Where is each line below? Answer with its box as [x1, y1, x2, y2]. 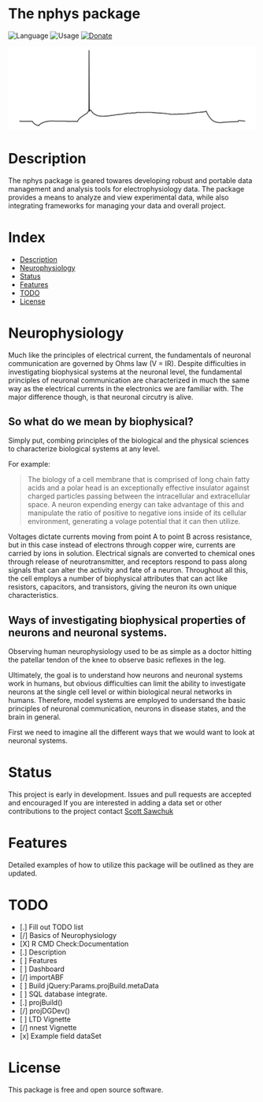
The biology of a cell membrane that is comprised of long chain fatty [27, 475, 250, 484]
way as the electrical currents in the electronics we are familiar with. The [8, 383, 244, 393]
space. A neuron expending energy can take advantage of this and [27, 500, 244, 510]
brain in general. [8, 712, 61, 722]
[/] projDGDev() [19, 1007, 71, 1016]
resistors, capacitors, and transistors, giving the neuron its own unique [8, 582, 237, 592]
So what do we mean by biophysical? [8, 415, 194, 428]
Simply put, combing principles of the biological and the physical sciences [8, 435, 250, 446]
